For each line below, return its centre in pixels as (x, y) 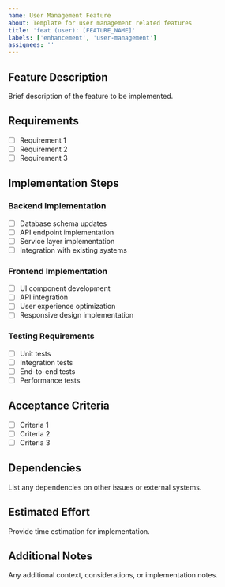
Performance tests (50, 380)
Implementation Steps (64, 183)
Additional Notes (51, 556)
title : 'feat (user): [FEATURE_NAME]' (72, 30)
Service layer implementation (67, 241)
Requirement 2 (43, 149)
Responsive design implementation (77, 315)
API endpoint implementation (67, 232)
